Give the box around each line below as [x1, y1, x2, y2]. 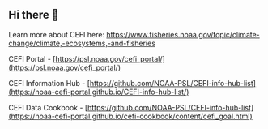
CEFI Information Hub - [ [8, 78, 91, 88]
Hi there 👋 [8, 8, 59, 22]
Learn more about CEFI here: [8, 29, 105, 39]
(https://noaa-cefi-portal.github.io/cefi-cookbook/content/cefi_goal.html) [8, 111, 253, 121]
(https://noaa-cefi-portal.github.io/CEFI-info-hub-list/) [8, 87, 189, 97]
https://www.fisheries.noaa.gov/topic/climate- [106, 29, 261, 39]
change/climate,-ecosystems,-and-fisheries [8, 38, 156, 48]
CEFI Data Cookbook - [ [8, 102, 88, 112]
